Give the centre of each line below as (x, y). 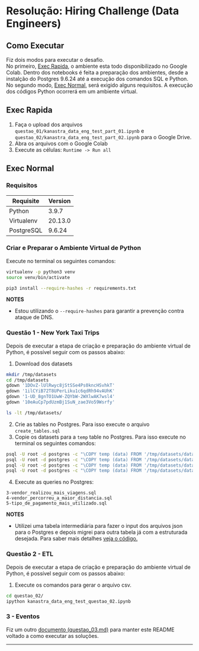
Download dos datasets (44, 364)
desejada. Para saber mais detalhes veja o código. (76, 539)
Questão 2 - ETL (30, 554)
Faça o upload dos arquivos (49, 124)
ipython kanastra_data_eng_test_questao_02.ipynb (69, 601)
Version (60, 201)
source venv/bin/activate (38, 277)
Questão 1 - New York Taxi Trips (53, 333)
